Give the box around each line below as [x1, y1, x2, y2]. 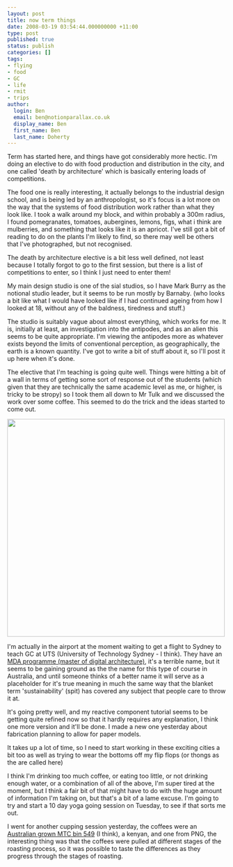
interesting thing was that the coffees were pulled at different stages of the [7, 837, 222, 845]
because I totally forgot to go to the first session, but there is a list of [7, 261, 203, 269]
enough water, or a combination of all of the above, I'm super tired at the [7, 779, 215, 788]
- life [7, 82, 26, 89]
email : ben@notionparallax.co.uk [13, 114, 111, 121]
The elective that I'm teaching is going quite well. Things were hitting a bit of [7, 368, 226, 376]
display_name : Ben [13, 120, 67, 128]
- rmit [7, 88, 26, 95]
